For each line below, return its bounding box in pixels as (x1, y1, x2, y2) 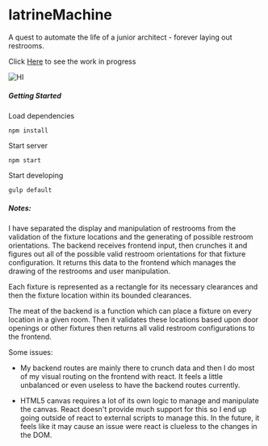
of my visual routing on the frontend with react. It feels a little (19, 371, 224, 381)
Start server (8, 140, 48, 150)
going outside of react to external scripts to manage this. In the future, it (19, 413, 260, 423)
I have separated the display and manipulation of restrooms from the (8, 223, 237, 233)
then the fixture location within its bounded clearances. (8, 290, 192, 300)
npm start (8, 156, 42, 165)
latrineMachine (8, 6, 113, 24)
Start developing (8, 170, 64, 180)
